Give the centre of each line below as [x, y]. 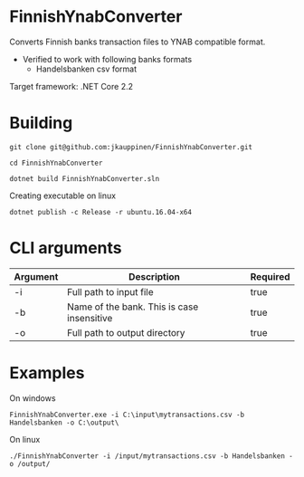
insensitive [90, 318]
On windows [33, 398]
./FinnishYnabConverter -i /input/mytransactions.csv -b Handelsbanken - [152, 456]
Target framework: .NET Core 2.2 [71, 86]
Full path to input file [110, 291]
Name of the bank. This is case [133, 307]
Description [154, 276]
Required [270, 276]
